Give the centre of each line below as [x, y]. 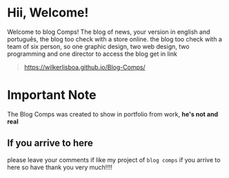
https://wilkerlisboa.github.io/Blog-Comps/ [85, 67]
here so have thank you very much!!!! [60, 167]
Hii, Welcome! [48, 13]
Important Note [52, 95]
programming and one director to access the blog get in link [92, 54]
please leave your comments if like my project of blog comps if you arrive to [114, 159]
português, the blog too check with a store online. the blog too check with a [114, 39]
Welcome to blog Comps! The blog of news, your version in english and [109, 32]
